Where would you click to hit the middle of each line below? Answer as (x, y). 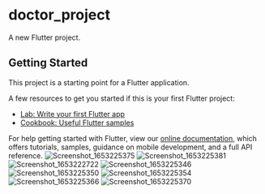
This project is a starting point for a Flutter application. (99, 82)
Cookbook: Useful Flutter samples (77, 123)
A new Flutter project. (45, 37)
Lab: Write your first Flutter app (73, 114)
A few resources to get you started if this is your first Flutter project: (122, 98)
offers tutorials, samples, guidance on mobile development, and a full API (130, 147)
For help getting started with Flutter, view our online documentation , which (133, 138)
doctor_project (60, 15)
